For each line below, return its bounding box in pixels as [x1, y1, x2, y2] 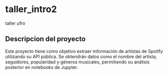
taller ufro [5, 20, 26, 26]
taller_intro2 [5, 4, 57, 15]
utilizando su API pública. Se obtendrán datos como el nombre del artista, [5, 53, 157, 59]
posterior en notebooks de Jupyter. [5, 64, 78, 70]
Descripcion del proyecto [5, 35, 86, 43]
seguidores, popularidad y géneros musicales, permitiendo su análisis [5, 59, 149, 65]
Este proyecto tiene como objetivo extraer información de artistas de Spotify [5, 48, 163, 54]
